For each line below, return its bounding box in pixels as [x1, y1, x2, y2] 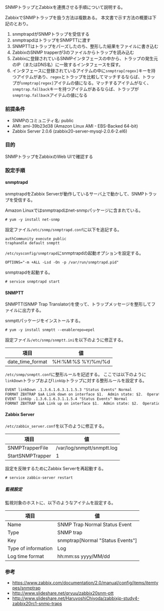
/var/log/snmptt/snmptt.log [56, 444, 118, 451]
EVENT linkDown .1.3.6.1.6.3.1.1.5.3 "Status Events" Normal [5, 388, 132, 393]
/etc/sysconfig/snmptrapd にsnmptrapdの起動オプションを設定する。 [5, 250, 144, 256]
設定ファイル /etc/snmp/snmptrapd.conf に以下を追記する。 [5, 226, 122, 232]
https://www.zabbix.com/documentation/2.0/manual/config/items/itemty [12, 580, 159, 586]
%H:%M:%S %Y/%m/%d [52, 358, 110, 365]
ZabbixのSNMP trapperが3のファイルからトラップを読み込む [12, 49, 134, 55]
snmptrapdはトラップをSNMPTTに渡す [12, 37, 91, 43]
